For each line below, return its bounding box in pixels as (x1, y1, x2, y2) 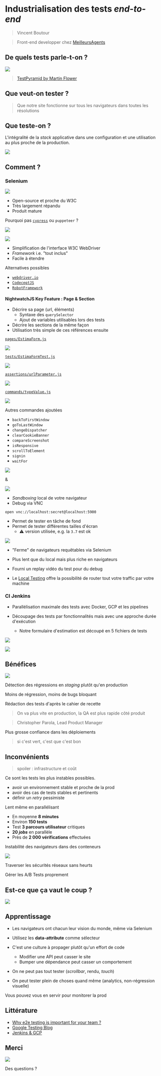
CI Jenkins (5, 592, 31, 599)
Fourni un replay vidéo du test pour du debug (12, 566, 103, 572)
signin (12, 454, 26, 459)
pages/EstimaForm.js (5, 337, 47, 341)
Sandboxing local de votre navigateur (12, 495, 87, 501)
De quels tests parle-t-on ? (5, 54, 88, 62)
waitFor (12, 459, 28, 464)
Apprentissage (5, 913, 51, 921)
